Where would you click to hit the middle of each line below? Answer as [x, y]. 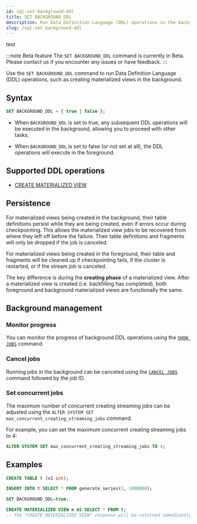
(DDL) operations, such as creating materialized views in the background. [94, 80]
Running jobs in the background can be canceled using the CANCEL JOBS [92, 371]
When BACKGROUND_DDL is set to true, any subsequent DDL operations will [101, 122]
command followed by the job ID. [46, 378]
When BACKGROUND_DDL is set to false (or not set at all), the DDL [89, 146]
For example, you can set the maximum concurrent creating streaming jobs [96, 429]
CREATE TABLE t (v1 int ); [37, 478]
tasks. [22, 135]
